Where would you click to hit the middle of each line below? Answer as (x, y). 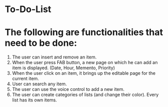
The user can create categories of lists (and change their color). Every (85, 95)
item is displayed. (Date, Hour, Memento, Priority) (64, 68)
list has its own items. (34, 100)
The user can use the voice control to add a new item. (68, 89)
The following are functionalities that (84, 33)
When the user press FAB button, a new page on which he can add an (85, 63)
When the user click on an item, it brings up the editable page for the (84, 73)
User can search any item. (39, 84)
